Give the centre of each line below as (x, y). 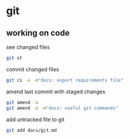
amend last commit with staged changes (56, 91)
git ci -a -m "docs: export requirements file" (65, 80)
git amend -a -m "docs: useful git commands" (62, 108)
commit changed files (33, 69)
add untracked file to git (35, 119)
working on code (38, 33)
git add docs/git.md (32, 130)
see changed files (28, 47)
